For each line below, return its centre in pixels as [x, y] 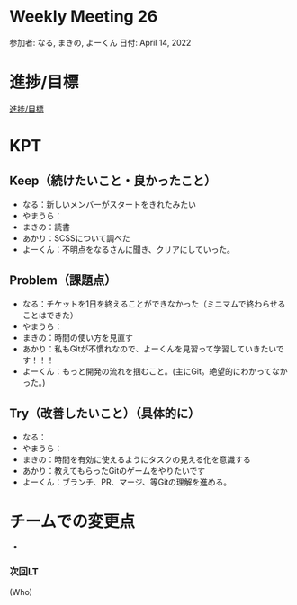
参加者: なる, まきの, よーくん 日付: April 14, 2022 [100, 42]
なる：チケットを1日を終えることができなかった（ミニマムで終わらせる [154, 304]
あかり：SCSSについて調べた [76, 238]
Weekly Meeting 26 [84, 17]
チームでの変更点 [72, 521]
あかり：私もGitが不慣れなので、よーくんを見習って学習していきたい [149, 349]
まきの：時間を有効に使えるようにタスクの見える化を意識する [136, 459]
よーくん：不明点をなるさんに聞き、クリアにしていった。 [129, 249]
